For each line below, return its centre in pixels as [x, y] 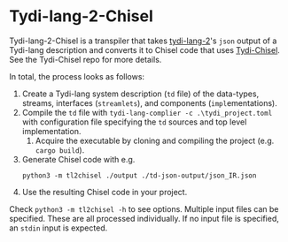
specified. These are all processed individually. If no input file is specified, [144, 218]
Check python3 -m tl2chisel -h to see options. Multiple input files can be [144, 208]
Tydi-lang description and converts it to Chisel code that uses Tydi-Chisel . [145, 49]
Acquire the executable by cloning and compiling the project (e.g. [155, 140]
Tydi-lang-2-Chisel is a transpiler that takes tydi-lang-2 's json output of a [143, 41]
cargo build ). [60, 150]
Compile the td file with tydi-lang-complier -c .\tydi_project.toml [147, 112]
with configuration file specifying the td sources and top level [134, 122]
